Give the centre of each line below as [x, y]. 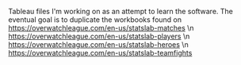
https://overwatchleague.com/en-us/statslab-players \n [99, 36]
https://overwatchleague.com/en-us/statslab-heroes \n [98, 45]
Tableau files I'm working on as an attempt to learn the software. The [121, 11]
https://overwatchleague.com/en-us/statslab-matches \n [101, 28]
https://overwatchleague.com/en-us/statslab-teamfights [100, 53]
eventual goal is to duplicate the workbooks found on [95, 20]
